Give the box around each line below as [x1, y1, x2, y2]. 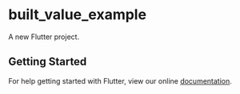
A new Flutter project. [8, 32, 80, 41]
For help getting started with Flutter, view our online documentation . [8, 76, 232, 85]
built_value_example [8, 6, 146, 24]
